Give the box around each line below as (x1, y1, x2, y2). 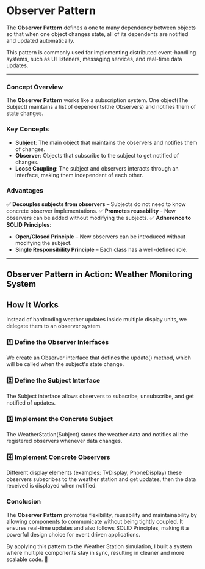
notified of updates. (6, 398, 56, 406)
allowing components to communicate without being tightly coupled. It (6, 518, 184, 525)
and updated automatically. (6, 37, 75, 44)
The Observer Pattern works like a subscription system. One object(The (6, 97, 189, 104)
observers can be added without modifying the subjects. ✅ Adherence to (6, 214, 191, 221)
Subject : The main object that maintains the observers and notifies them (15, 139, 198, 146)
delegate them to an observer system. (6, 322, 102, 330)
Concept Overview (6, 83, 63, 91)
